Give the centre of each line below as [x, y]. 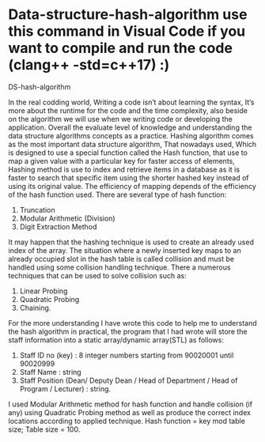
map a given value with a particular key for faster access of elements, [122, 161]
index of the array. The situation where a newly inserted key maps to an [125, 250]
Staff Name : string [50, 372]
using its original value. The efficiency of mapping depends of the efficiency [132, 186]
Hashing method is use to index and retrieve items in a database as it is [124, 169]
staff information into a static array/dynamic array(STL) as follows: [116, 340]
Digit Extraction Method [58, 226]
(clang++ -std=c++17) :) [89, 65]
